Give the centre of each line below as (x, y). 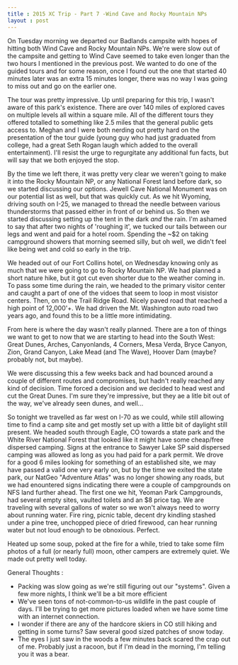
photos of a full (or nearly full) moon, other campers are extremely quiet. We (119, 551)
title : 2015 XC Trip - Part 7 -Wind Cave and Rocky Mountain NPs (107, 14)
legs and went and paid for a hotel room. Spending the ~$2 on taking (108, 234)
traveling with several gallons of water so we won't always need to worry (114, 507)
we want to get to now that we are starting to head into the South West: (111, 337)
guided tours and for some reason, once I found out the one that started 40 (117, 71)
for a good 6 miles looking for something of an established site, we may (112, 462)
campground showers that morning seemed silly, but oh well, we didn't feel (117, 241)
